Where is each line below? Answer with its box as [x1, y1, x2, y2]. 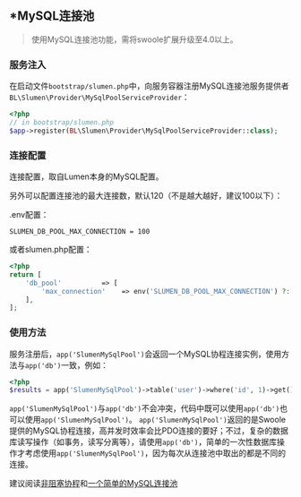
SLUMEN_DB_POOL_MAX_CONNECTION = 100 [9, 227, 150, 236]
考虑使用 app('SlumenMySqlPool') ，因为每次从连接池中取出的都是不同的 [24, 448, 287, 458]
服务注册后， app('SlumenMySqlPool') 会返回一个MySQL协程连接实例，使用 [9, 348, 282, 359]
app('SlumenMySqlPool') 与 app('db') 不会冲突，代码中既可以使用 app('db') [9, 403, 280, 414]
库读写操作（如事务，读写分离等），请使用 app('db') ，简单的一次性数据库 [9, 437, 278, 448]
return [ [9, 270, 42, 279]
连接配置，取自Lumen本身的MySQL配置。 [9, 171, 164, 182]
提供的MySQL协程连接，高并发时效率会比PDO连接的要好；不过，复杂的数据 [9, 425, 288, 436]
